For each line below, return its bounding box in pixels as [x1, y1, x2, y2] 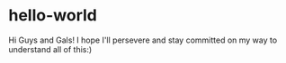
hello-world [8, 5, 98, 26]
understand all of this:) [8, 43, 93, 54]
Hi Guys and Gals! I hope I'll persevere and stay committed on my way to [8, 35, 278, 45]
